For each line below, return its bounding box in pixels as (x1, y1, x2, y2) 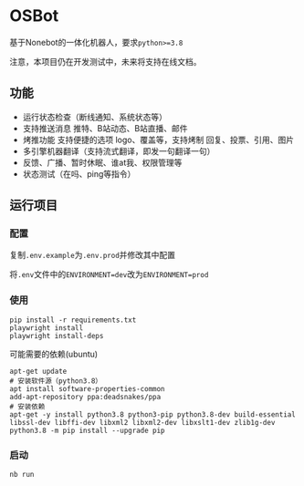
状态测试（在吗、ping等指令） (22, 168, 136, 179)
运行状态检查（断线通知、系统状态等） (22, 111, 167, 122)
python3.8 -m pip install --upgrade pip (9, 426, 166, 435)
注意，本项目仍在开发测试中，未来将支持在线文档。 (9, 56, 202, 67)
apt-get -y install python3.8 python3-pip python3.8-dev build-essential (9, 409, 297, 419)
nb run (9, 470, 35, 480)
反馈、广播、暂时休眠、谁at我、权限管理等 (22, 157, 183, 168)
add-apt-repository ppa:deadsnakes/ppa (9, 392, 162, 401)
